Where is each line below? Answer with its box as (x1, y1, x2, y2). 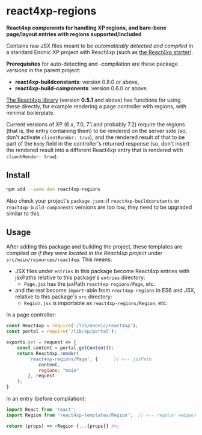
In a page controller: (6, 311, 56, 318)
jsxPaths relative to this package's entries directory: (14, 274, 145, 281)
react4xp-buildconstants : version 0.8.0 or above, (14, 78, 139, 85)
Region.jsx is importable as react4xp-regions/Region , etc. (23, 300, 168, 307)
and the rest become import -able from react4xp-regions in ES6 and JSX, (14, 287, 196, 294)
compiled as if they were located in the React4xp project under (6, 250, 163, 257)
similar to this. (6, 209, 41, 217)
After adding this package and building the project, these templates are (6, 243, 183, 250)
